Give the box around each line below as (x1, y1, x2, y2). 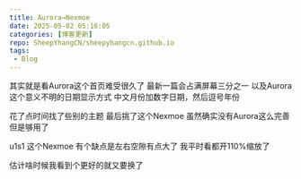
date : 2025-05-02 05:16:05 (9, 21, 111, 30)
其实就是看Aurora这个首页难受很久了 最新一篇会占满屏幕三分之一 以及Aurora (9, 81, 292, 90)
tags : (9, 47, 30, 55)
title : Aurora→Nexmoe (9, 13, 91, 22)
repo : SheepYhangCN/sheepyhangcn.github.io (9, 38, 175, 47)
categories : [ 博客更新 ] (9, 30, 93, 38)
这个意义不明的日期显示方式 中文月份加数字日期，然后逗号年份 (9, 91, 240, 102)
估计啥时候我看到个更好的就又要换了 (9, 160, 144, 170)
